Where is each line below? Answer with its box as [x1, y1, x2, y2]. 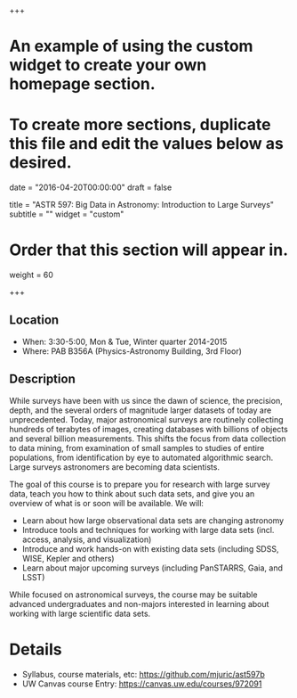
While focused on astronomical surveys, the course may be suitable [9, 589, 258, 600]
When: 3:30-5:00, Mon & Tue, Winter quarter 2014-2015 [21, 336, 228, 347]
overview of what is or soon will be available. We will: [9, 497, 205, 508]
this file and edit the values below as [9, 134, 285, 154]
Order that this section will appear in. [9, 240, 289, 260]
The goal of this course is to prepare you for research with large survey [9, 479, 270, 489]
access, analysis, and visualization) [21, 534, 152, 545]
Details [9, 639, 62, 660]
